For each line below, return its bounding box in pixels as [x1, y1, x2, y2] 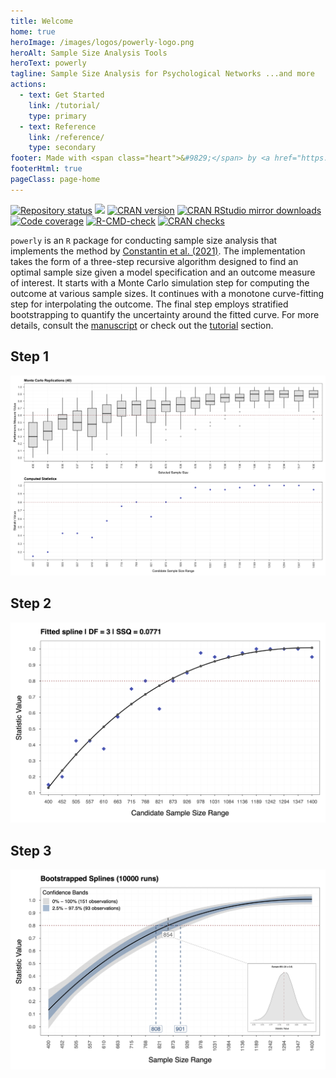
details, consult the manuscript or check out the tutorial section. [10, 319, 274, 331]
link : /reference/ [28, 132, 105, 142]
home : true [10, 26, 56, 37]
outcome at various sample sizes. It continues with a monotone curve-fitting [10, 287, 325, 299]
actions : [10, 80, 47, 90]
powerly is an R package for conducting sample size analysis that [10, 234, 278, 246]
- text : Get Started [19, 90, 105, 100]
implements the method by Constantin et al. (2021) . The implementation [10, 245, 306, 257]
